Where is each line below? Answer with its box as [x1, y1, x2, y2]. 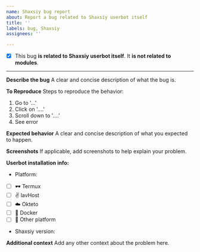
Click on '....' [14, 105, 45, 113]
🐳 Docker [14, 209, 38, 216]
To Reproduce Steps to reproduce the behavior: [6, 88, 124, 95]
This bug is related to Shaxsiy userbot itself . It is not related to [14, 52, 171, 60]
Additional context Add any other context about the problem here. [6, 239, 170, 247]
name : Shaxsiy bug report [6, 8, 70, 15]
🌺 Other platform [14, 216, 56, 223]
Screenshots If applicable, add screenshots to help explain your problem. [6, 148, 187, 155]
